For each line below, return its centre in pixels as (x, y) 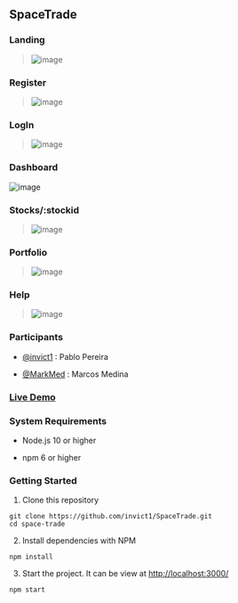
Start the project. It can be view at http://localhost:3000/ (125, 574)
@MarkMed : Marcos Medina (75, 374)
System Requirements (58, 420)
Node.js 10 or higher (59, 440)
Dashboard (34, 167)
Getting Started (43, 480)
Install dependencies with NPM (79, 541)
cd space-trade (37, 525)
